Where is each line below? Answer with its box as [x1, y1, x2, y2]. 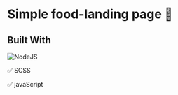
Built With [7, 34, 51, 46]
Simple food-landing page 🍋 [7, 6, 173, 22]
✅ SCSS [7, 66, 31, 74]
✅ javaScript [7, 80, 43, 88]
